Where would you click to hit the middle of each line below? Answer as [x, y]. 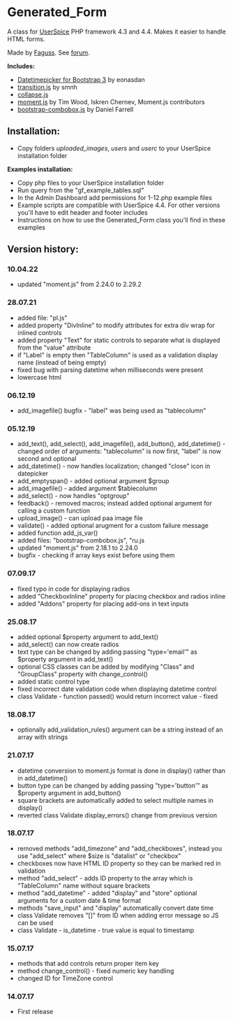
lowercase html [39, 377]
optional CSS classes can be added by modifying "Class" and [106, 666]
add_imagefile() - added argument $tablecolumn [87, 488]
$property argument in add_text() [65, 659]
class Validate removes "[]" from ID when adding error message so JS [118, 915]
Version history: [43, 249]
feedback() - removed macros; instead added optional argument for [115, 504]
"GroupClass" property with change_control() [83, 674]
